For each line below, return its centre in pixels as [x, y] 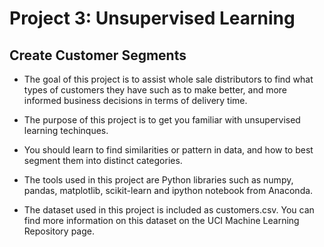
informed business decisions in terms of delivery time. [135, 100]
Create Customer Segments [98, 55]
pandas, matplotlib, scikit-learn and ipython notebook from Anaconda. [168, 190]
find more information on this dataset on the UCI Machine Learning [161, 220]
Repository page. [59, 231]
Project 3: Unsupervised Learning [152, 18]
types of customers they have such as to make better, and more [155, 90]
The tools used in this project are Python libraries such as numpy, [158, 180]
